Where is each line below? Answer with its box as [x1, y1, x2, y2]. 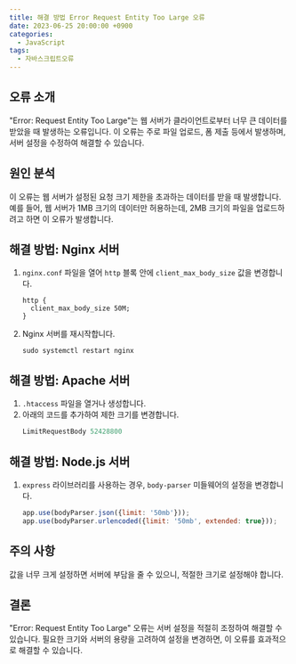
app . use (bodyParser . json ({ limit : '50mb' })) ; [21, 508, 190, 517]
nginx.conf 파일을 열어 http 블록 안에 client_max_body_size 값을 [21, 267, 252, 278]
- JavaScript [17, 37, 66, 47]
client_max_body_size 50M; [30, 304, 131, 313]
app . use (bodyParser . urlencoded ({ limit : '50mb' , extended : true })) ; [21, 516, 278, 526]
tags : [9, 46, 29, 55]
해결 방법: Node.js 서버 [9, 454, 131, 469]
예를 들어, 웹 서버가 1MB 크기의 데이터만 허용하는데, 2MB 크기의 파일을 [9, 202, 255, 213]
